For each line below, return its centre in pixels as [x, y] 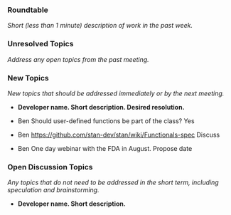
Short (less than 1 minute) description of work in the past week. [100, 26]
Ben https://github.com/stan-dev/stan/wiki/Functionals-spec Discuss [119, 135]
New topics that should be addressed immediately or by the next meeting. [116, 93]
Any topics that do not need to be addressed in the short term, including [113, 182]
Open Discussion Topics [50, 167]
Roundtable [28, 10]
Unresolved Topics [41, 44]
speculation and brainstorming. [53, 190]
